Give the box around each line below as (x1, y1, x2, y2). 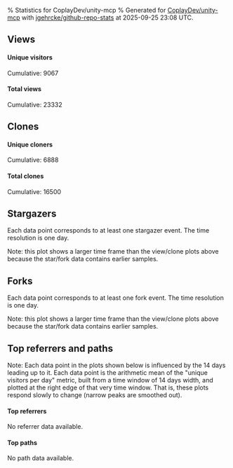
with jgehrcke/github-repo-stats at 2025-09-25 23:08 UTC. (21, 13, 194, 22)
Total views (7, 85, 42, 93)
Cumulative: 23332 (7, 100, 63, 109)
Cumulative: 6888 (7, 156, 59, 164)
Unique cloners (7, 140, 53, 149)
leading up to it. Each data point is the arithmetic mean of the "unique (7, 369, 208, 377)
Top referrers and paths (7, 343, 114, 355)
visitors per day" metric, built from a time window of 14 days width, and (7, 376, 214, 385)
